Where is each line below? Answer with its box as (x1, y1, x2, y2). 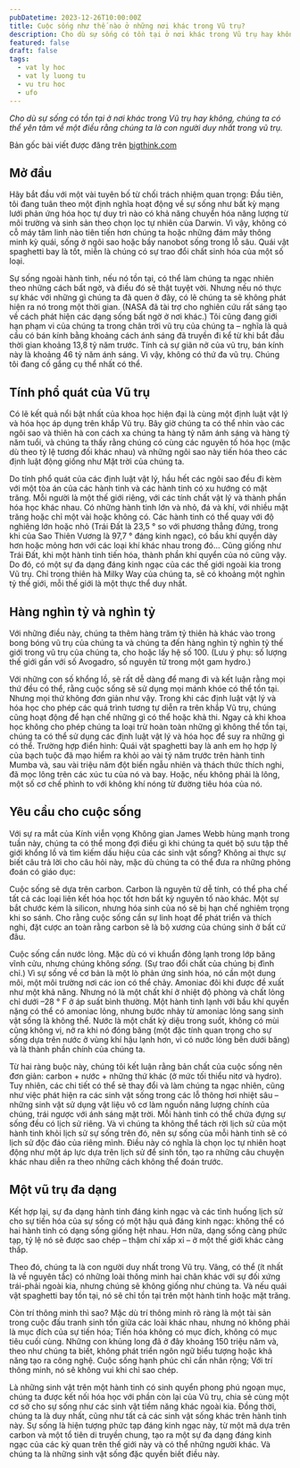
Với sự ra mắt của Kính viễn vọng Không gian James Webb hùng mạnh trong (9, 828, 290, 838)
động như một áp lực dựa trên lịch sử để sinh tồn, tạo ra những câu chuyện (9, 1146, 285, 1157)
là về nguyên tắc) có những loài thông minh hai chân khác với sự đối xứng (9, 1271, 281, 1282)
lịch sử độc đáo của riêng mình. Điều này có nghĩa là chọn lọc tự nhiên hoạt (9, 1137, 287, 1147)
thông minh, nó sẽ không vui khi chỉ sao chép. (9, 1364, 179, 1375)
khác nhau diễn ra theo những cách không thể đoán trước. (9, 1156, 224, 1167)
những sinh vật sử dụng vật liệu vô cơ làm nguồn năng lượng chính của (9, 1099, 270, 1110)
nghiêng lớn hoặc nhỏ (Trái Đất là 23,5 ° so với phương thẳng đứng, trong (9, 521, 279, 532)
